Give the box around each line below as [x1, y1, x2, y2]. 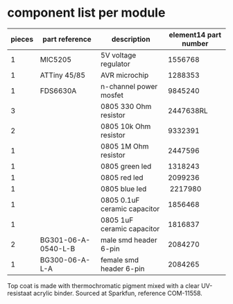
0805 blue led [100, 184, 147, 194]
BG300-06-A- [40, 255, 91, 264]
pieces [10, 34, 33, 44]
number [182, 38, 209, 48]
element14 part [169, 30, 222, 40]
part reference [42, 34, 92, 44]
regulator [100, 59, 130, 69]
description [111, 34, 150, 44]
